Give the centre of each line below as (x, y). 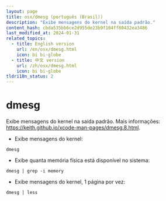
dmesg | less (22, 193)
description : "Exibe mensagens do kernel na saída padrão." (81, 22)
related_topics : (26, 38)
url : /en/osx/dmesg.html (47, 50)
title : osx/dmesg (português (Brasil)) (55, 17)
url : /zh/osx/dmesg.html (47, 66)
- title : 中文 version (38, 60)
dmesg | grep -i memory (35, 171)
